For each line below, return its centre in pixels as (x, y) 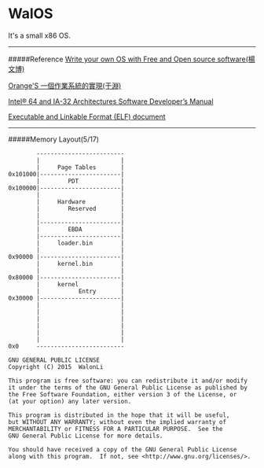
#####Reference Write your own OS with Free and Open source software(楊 (132, 59)
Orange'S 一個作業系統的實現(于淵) (65, 85)
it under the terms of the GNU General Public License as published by (128, 387)
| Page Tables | (81, 167)
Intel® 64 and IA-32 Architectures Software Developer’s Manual (111, 101)
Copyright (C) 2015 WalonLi (56, 367)
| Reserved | (81, 208)
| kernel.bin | (81, 263)
